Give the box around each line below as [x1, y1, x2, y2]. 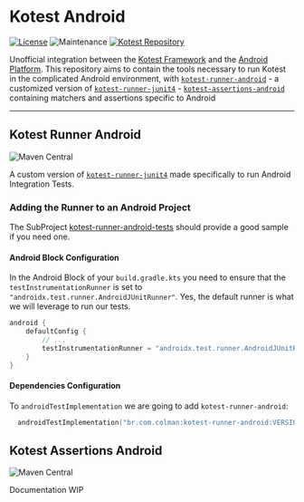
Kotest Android [9, 6, 126, 27]
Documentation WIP [9, 485, 84, 496]
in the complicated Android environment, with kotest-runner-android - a [9, 72, 280, 83]
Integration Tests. [9, 179, 75, 189]
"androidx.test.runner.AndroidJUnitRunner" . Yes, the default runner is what [9, 292, 294, 303]
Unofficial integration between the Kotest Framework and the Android [9, 53, 269, 64]
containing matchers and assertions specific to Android [9, 92, 216, 103]
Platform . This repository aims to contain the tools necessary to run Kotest [9, 63, 287, 74]
